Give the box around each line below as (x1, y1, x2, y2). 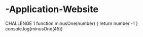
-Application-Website (5, 4, 99, 15)
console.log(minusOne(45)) (5, 25, 63, 31)
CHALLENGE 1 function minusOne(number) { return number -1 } (5, 20, 138, 26)
